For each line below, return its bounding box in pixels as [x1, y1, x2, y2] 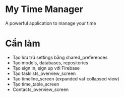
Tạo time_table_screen [12, 81, 59, 87]
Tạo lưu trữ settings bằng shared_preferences [12, 54, 108, 60]
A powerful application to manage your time [5, 20, 96, 26]
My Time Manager [5, 4, 83, 15]
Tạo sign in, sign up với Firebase [12, 65, 80, 71]
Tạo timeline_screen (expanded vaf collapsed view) [12, 75, 119, 81]
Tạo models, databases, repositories [12, 59, 88, 66]
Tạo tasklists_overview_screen [12, 70, 76, 76]
